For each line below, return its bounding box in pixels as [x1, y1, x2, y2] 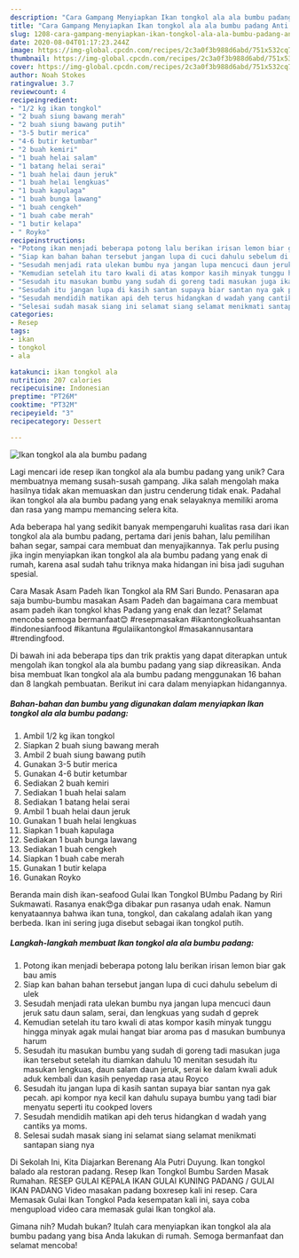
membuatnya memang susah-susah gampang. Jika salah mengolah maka [10, 476, 279, 487]
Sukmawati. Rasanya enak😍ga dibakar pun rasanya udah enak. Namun [10, 898, 271, 909]
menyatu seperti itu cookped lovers [22, 1102, 153, 1112]
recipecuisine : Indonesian [10, 384, 110, 393]
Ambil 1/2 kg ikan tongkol [22, 730, 115, 741]
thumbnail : [10, 54, 51, 63]
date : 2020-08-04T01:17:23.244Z [10, 37, 130, 47]
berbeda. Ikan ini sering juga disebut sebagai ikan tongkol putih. [10, 917, 244, 928]
